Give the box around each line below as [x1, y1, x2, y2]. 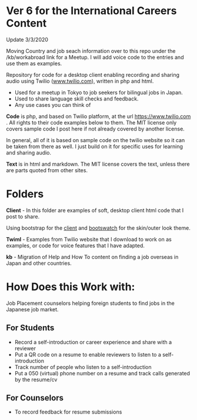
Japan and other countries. [6, 260, 72, 267]
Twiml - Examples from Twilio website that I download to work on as [6, 236, 172, 243]
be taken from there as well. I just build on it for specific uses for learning [6, 143, 183, 150]
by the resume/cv [14, 376, 58, 383]
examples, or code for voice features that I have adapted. [6, 242, 145, 249]
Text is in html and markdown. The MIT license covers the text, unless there [6, 160, 190, 167]
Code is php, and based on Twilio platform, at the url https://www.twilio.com [6, 113, 191, 120]
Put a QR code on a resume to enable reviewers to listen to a [14, 351, 162, 358]
